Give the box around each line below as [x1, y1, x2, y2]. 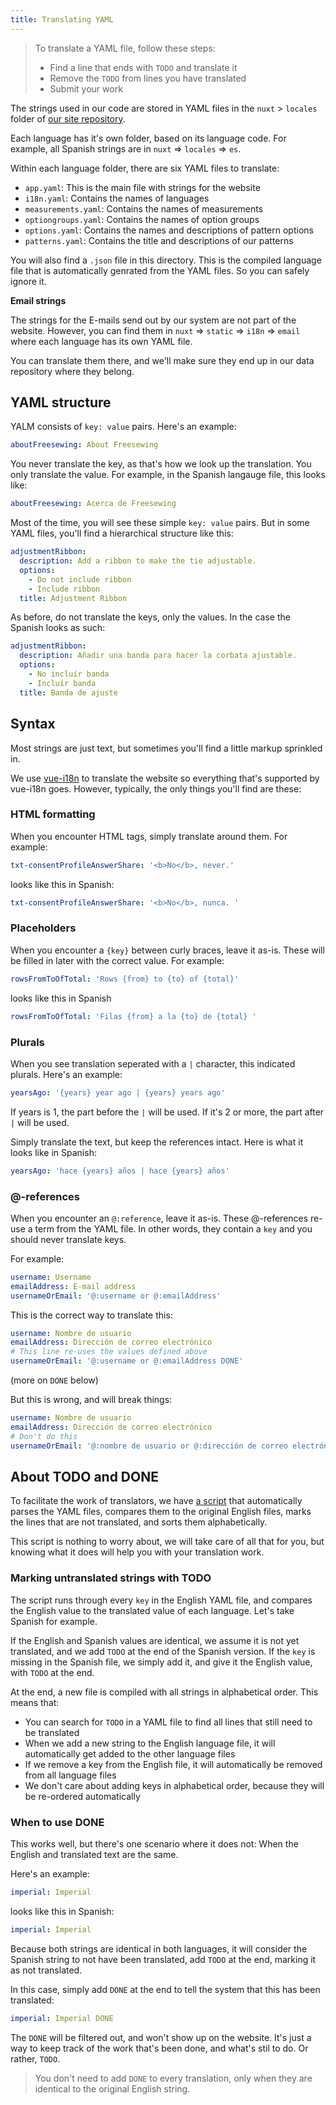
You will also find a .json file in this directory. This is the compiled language [10, 254, 322, 266]
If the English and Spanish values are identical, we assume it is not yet [10, 1634, 300, 1646]
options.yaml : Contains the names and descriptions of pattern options [24, 224, 314, 236]
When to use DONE [10, 1815, 105, 1829]
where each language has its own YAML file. [10, 335, 193, 347]
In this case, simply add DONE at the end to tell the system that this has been [10, 1983, 321, 1995]
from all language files [24, 1769, 117, 1781]
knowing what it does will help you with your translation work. [10, 1546, 265, 1558]
